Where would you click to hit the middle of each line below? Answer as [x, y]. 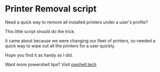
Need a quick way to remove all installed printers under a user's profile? [77, 22]
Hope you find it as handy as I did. [39, 55]
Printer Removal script [51, 9]
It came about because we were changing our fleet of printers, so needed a [80, 41]
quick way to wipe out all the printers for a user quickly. [60, 46]
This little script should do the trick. [40, 31]
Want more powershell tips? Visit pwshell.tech [51, 64]
